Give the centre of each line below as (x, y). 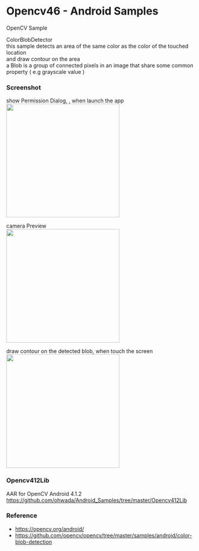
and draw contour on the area (43, 59)
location (16, 52)
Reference (22, 516)
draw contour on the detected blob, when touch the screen (80, 351)
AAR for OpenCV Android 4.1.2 (44, 493)
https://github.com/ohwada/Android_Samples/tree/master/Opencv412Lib (97, 500)
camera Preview (26, 226)
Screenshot (24, 87)
